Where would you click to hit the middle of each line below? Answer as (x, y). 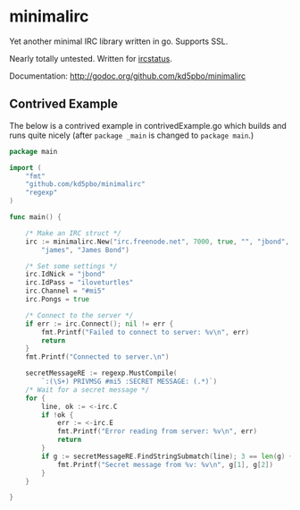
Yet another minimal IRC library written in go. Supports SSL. (119, 41)
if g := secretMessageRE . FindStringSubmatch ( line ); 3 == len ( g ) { (167, 456)
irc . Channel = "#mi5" (65, 291)
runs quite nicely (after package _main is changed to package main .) (132, 135)
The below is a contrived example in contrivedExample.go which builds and (148, 125)
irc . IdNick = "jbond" (65, 275)
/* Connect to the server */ (79, 315)
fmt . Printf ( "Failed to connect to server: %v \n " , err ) (146, 332)
